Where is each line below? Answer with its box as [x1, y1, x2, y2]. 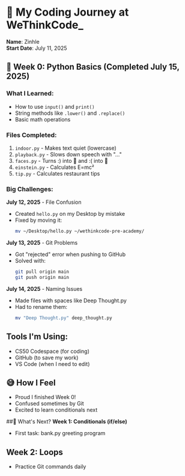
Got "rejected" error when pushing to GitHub [14, 251, 126, 258]
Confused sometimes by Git [14, 400, 84, 407]
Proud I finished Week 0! [14, 394, 76, 401]
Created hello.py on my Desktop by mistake [14, 210, 125, 218]
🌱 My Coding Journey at [6, 5, 129, 19]
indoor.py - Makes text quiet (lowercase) [14, 144, 117, 151]
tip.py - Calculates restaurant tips [14, 169, 100, 177]
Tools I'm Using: [6, 332, 68, 342]
